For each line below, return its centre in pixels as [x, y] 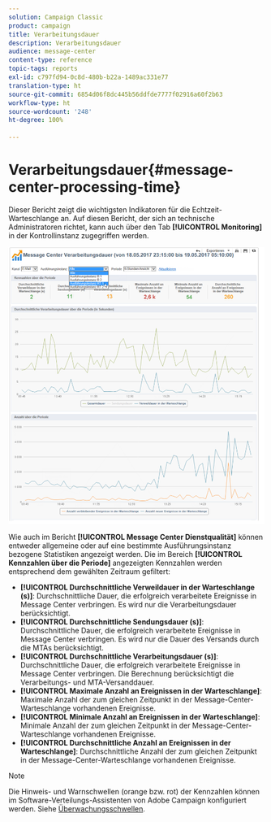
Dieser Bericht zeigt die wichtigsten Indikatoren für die [99, 209]
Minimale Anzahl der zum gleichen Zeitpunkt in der [105, 726]
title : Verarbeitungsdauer [54, 34]
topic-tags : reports [43, 69]
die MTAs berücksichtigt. [62, 648]
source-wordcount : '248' [50, 111]
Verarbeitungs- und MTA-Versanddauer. [87, 682]
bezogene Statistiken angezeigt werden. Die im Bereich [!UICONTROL [125, 555]
